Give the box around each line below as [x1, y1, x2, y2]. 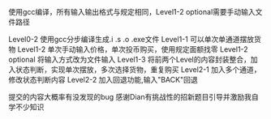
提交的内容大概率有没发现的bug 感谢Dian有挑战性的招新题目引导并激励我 [8, 92, 252, 101]
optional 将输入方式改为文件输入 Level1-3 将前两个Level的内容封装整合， [8, 55, 252, 64]
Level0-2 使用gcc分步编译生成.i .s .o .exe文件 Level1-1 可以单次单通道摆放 [8, 35, 254, 44]
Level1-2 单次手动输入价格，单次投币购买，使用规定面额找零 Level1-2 [17, 45, 249, 54]
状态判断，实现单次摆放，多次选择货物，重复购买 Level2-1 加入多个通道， [15, 65, 261, 74]
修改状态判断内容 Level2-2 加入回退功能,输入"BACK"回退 [8, 75, 198, 84]
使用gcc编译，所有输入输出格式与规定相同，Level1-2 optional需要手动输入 [8, 7, 256, 16]
